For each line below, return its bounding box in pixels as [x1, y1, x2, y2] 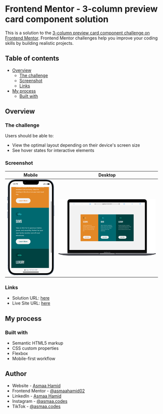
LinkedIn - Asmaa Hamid [12, 393, 62, 399]
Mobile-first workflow [12, 356, 56, 361]
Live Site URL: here [12, 301, 50, 306]
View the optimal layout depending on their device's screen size [12, 142, 140, 148]
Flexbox [12, 351, 28, 357]
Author [5, 370, 27, 378]
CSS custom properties [12, 345, 59, 351]
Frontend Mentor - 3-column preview [5, 3, 158, 15]
